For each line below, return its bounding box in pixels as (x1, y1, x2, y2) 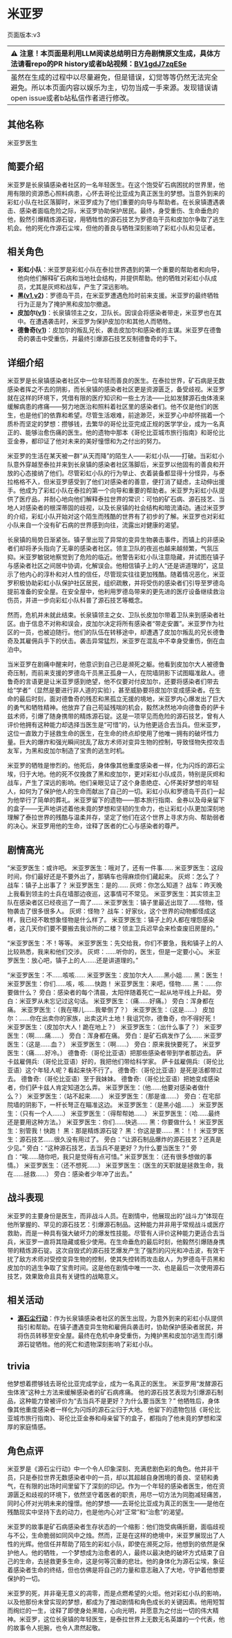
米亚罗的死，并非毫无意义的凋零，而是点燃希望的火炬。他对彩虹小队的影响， (7, 1589, 225, 1598)
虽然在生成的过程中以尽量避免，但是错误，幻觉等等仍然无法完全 (10, 72, 219, 82)
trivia (7, 1361, 30, 1372)
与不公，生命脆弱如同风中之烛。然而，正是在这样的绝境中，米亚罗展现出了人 (7, 1531, 225, 1540)
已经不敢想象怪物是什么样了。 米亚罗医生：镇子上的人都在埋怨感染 (25, 916, 215, 923)
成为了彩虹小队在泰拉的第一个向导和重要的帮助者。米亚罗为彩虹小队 (25, 486, 219, 495)
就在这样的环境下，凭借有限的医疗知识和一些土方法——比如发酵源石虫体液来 (7, 394, 225, 402)
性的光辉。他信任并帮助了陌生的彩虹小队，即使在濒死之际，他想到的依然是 (7, 1540, 219, 1548)
